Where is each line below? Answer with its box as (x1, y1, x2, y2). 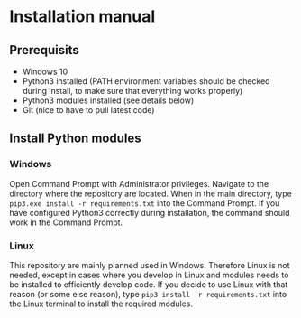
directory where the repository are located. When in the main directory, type (9, 188, 293, 199)
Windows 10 (22, 66, 68, 77)
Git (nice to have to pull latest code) (22, 105, 155, 115)
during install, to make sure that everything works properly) (22, 86, 243, 96)
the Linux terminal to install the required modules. (9, 298, 194, 309)
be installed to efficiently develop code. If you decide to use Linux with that (9, 278, 288, 290)
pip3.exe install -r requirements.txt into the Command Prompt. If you (9, 197, 280, 209)
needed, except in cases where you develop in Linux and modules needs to (9, 269, 289, 280)
